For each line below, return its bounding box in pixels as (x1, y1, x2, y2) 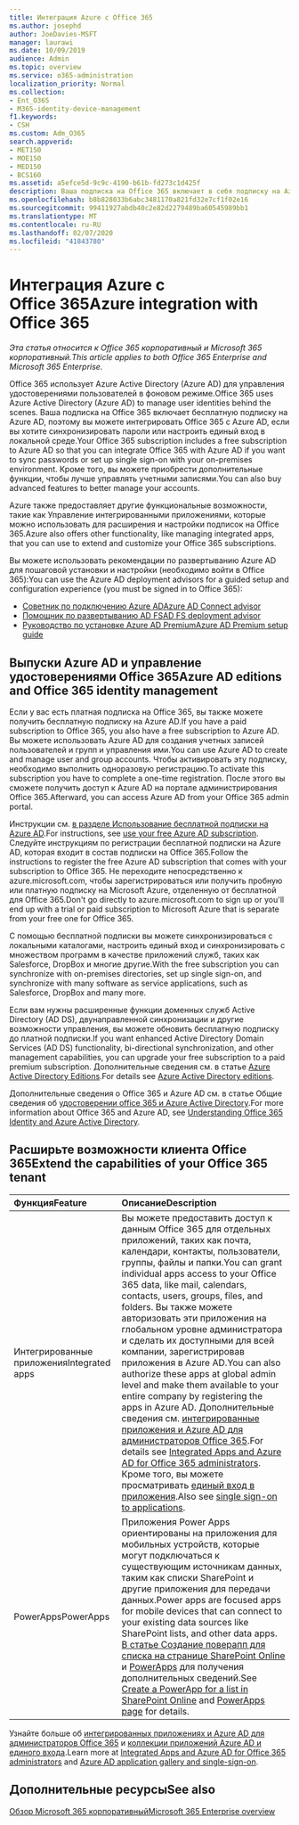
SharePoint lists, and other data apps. (121, 1627, 278, 1640)
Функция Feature (13, 1196, 87, 1208)
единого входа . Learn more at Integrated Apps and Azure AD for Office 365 (9, 1747, 287, 1757)
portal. (9, 801, 34, 812)
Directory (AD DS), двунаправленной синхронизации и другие (9, 1014, 245, 1025)
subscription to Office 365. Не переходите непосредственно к (9, 866, 243, 876)
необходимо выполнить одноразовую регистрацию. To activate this (9, 764, 265, 773)
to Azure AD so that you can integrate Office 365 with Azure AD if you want (9, 445, 286, 455)
